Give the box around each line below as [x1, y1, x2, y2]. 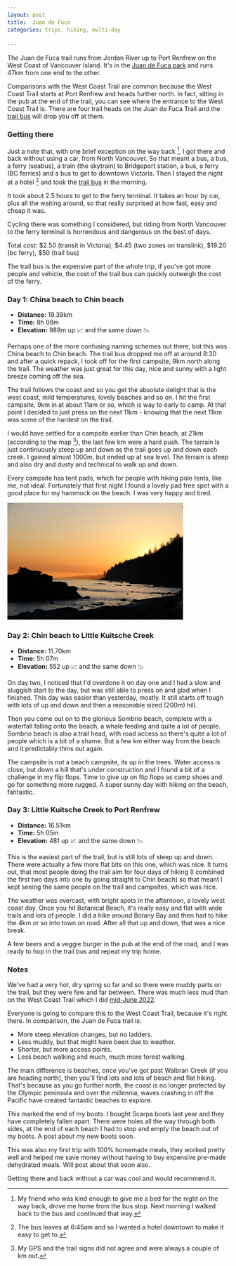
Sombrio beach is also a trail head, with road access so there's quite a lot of [7, 729, 227, 738]
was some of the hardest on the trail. [7, 415, 114, 424]
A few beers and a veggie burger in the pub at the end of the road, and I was [7, 939, 229, 948]
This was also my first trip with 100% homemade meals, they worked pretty [7, 1146, 225, 1154]
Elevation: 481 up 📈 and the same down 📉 [17, 836, 144, 844]
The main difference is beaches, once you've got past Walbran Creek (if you [7, 1066, 228, 1075]
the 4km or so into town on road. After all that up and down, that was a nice [7, 918, 225, 927]
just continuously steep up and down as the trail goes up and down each [7, 445, 218, 453]
